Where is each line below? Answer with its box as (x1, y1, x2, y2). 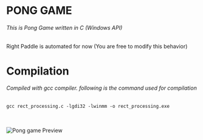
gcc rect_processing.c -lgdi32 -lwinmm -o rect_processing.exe (6, 103, 170, 109)
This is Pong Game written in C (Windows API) (6, 24, 123, 31)
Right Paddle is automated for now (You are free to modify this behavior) (6, 43, 188, 50)
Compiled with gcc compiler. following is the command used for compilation (6, 84, 198, 92)
